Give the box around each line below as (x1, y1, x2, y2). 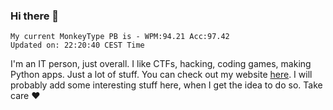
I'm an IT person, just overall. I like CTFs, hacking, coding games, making (10, 58, 312, 70)
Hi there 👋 (10, 9, 60, 23)
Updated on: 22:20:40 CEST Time (10, 40, 145, 51)
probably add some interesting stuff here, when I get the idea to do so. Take (10, 79, 323, 91)
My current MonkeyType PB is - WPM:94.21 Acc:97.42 (10, 32, 230, 42)
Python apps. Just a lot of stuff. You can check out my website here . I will (10, 69, 313, 81)
